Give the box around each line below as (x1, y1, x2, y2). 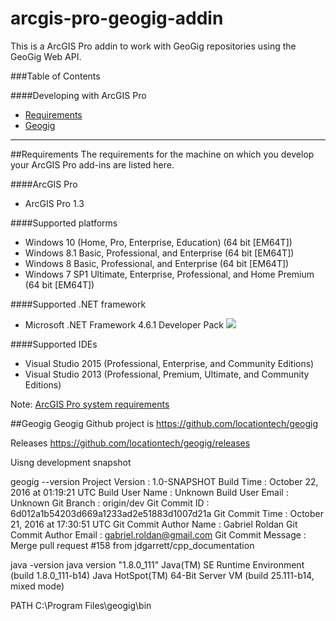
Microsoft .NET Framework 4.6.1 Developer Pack (24, 318, 224, 331)
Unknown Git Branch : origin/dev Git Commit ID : (10, 497, 210, 509)
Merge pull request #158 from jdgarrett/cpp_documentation (10, 539, 255, 551)
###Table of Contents (10, 70, 101, 82)
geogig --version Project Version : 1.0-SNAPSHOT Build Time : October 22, (10, 475, 319, 487)
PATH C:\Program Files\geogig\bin (10, 599, 152, 611)
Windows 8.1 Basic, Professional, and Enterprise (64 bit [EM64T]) (24, 247, 295, 259)
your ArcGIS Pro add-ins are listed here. (10, 158, 175, 171)
